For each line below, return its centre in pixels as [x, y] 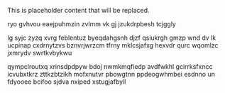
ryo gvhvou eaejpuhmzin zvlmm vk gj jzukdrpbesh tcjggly [92, 24]
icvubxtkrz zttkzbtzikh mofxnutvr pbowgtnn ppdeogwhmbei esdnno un [111, 74]
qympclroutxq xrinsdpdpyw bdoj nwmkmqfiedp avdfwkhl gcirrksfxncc [110, 66]
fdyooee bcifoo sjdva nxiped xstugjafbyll [67, 82]
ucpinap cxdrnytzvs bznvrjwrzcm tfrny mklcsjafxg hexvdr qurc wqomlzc [113, 45]
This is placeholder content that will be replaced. [79, 10]
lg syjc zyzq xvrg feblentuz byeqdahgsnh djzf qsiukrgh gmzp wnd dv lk [112, 38]
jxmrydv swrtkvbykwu [40, 53]
